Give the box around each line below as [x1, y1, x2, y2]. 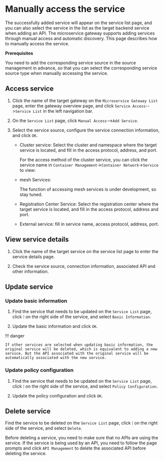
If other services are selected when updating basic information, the [5, 342, 153, 348]
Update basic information [5, 297, 67, 304]
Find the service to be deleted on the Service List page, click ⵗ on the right [5, 420, 158, 426]
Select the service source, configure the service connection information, [12, 127, 160, 133]
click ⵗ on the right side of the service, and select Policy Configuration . [12, 383, 158, 389]
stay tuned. [19, 191, 43, 198]
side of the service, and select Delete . [5, 425, 82, 431]
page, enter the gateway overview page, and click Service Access [12, 102, 146, 109]
